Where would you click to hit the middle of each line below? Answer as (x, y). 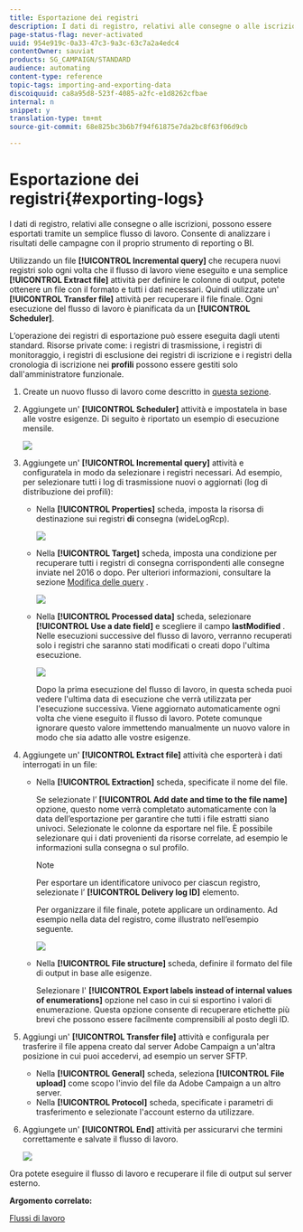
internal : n (32, 102)
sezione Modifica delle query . (92, 582)
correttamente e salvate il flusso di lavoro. (100, 1139)
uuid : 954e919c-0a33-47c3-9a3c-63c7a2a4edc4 (94, 43)
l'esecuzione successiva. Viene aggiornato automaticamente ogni (158, 708)
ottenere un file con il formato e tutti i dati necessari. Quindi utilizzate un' (144, 289)
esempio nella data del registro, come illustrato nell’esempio (147, 919)
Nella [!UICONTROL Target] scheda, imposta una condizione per (156, 553)
